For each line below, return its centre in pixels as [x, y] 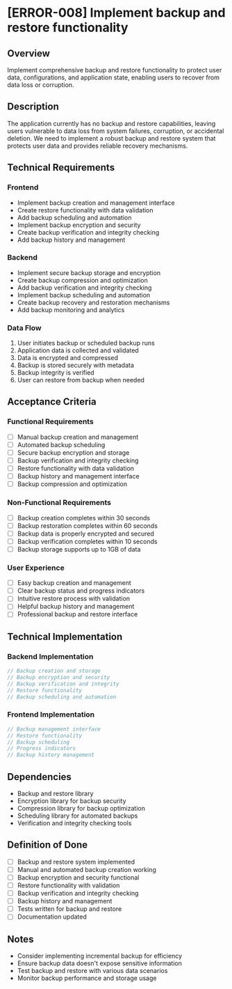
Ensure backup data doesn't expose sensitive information [100, 963]
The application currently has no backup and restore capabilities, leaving [111, 123]
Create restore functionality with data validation [85, 210]
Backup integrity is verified [56, 373]
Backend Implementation [50, 656]
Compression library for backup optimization [81, 808]
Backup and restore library [55, 793]
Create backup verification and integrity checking [88, 232]
